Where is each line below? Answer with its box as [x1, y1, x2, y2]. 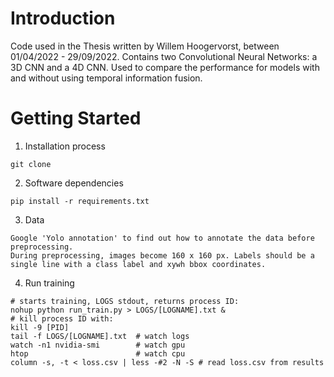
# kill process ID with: [10, 313, 114, 324]
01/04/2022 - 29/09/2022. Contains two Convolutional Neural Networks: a [10, 50, 318, 62]
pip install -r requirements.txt [10, 196, 150, 206]
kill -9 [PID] [10, 322, 70, 332]
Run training [24, 277, 75, 289]
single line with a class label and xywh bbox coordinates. [10, 259, 267, 269]
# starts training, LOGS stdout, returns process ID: [10, 296, 240, 306]
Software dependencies [24, 177, 124, 189]
